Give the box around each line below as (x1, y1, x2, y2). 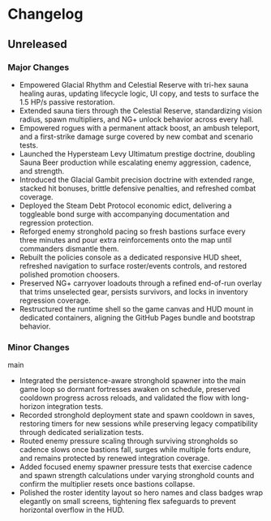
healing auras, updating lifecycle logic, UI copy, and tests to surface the (19, 88, 260, 98)
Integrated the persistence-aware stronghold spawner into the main (19, 376, 247, 385)
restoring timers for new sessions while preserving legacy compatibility (19, 419, 259, 428)
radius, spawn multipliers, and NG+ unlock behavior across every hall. (19, 114, 254, 124)
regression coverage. (19, 295, 91, 305)
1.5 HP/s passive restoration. (19, 97, 115, 106)
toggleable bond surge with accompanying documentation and (19, 209, 230, 219)
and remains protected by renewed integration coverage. (19, 454, 210, 463)
